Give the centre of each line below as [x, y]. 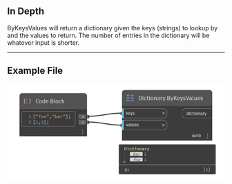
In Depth [26, 11]
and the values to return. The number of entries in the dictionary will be [108, 35]
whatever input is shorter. [43, 42]
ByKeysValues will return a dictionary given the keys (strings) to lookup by [113, 28]
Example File [35, 71]
